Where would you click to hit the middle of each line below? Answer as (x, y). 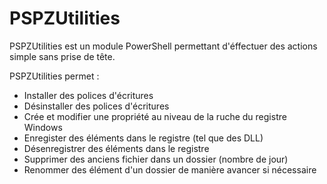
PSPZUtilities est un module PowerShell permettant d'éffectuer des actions (163, 46)
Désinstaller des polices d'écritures (96, 106)
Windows (43, 127)
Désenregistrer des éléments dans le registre (116, 148)
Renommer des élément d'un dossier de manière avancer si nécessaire (170, 169)
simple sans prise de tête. (62, 56)
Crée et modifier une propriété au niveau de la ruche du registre (155, 116)
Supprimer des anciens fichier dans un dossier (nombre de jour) (156, 159)
